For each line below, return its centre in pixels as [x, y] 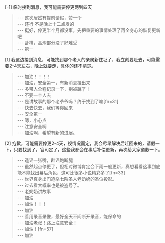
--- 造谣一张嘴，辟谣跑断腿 [45, 160]
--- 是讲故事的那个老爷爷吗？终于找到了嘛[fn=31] [68, 102]
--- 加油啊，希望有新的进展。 [47, 133]
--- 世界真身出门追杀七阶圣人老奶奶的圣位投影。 [67, 179]
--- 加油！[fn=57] [35, 229]
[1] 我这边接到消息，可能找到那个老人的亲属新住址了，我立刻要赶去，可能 [80, 60]
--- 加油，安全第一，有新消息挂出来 [54, 83]
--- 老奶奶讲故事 [34, 192]
